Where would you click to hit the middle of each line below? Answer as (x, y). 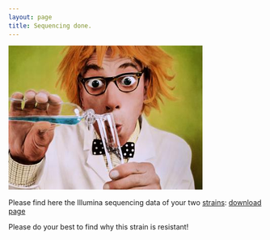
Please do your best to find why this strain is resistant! (99, 226)
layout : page (30, 17)
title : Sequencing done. (50, 26)
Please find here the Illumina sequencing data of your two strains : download (135, 202)
